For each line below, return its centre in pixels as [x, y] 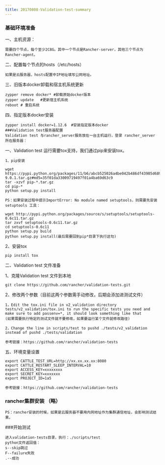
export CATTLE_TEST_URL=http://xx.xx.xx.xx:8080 [56, 361]
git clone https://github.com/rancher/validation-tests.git [68, 285]
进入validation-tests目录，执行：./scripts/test [53, 438]
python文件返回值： [23, 443]
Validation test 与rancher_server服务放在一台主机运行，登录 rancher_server [80, 136]
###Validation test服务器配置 [34, 130]
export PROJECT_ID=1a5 [28, 378]
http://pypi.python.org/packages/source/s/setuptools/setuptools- [85, 214]
